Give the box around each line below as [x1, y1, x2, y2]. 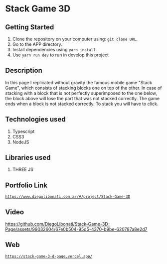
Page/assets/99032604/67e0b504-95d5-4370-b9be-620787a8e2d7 [5, 226, 148, 232]
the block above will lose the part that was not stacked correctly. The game [5, 95, 160, 101]
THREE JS [12, 166, 33, 172]
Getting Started [5, 23, 54, 31]
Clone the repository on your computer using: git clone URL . [12, 36, 138, 42]
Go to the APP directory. [12, 41, 62, 47]
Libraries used [5, 153, 51, 162]
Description [5, 66, 42, 75]
